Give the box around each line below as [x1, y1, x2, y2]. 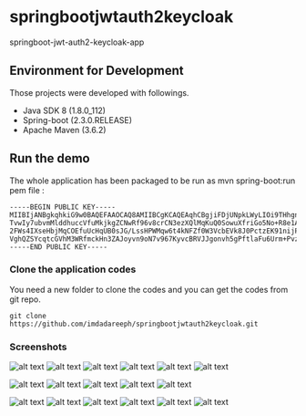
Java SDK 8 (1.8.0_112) [22, 105, 107, 116]
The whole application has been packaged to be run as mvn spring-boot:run [9, 175, 296, 186]
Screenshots [9, 340, 67, 353]
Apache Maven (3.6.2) [22, 124, 107, 135]
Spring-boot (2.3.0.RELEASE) [22, 114, 133, 125]
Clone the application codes [9, 263, 137, 276]
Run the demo [9, 151, 91, 166]
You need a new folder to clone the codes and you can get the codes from [9, 284, 289, 295]
